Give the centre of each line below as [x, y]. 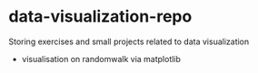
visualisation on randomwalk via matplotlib [101, 59]
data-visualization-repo [100, 17]
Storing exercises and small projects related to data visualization [129, 41]
